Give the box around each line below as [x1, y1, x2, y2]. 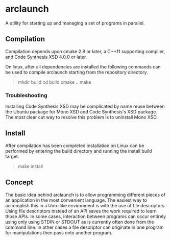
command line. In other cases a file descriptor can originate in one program [5, 224, 164, 230]
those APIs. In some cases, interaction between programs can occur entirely [5, 213, 166, 220]
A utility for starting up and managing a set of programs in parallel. [5, 20, 145, 26]
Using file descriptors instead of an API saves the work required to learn [5, 208, 157, 214]
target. [5, 153, 19, 159]
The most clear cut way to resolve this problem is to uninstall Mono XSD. [5, 114, 158, 120]
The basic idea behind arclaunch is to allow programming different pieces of [5, 191, 166, 198]
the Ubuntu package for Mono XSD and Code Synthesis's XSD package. [5, 109, 157, 115]
